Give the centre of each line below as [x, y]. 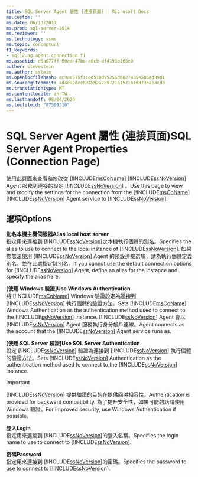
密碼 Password [24, 455]
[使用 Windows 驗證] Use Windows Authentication [68, 289]
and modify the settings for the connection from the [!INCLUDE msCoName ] [98, 192]
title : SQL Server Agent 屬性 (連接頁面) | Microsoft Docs [78, 12]
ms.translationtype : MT [35, 89]
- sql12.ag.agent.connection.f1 [46, 55]
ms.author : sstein [29, 72]
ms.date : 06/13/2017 [32, 22]
